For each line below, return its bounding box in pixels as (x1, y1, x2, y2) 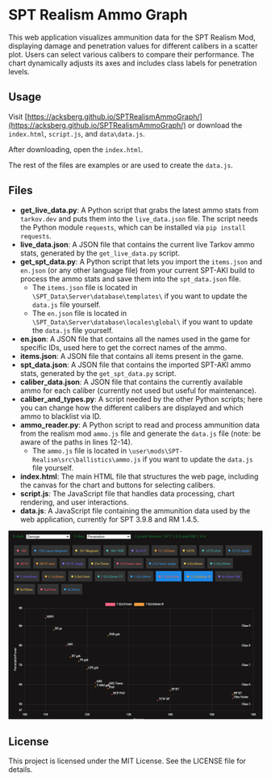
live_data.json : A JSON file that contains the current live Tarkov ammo (19, 239, 256, 249)
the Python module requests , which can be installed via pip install (19, 222, 246, 232)
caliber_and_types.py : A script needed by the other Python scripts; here (19, 394, 263, 403)
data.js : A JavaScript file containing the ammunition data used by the (19, 505, 251, 515)
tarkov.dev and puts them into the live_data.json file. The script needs (19, 213, 258, 223)
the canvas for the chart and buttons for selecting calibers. (19, 479, 216, 490)
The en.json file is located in (31, 308, 127, 318)
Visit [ (8, 112, 28, 121)
